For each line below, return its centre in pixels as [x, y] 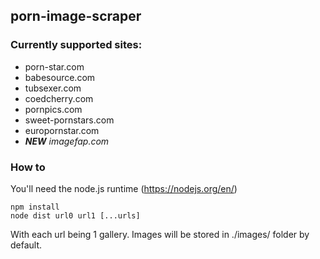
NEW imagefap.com [67, 141]
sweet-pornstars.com [69, 120]
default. [26, 245]
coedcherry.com [59, 98]
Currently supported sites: [76, 45]
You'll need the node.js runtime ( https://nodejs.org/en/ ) [124, 188]
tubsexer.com [53, 88]
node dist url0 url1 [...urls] [75, 215]
